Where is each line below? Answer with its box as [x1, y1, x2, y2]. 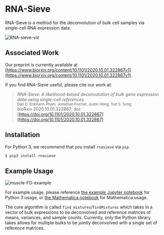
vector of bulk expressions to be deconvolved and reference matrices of [5, 209, 151, 215]
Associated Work [5, 49, 59, 57]
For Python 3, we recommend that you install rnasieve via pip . [5, 144, 130, 149]
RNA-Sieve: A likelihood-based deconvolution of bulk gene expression [17, 91, 159, 97]
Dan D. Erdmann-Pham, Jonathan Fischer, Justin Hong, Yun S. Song [17, 102, 132, 107]
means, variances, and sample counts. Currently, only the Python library [5, 215, 151, 221]
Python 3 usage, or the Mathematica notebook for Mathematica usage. [5, 195, 148, 201]
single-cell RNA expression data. [5, 25, 71, 30]
